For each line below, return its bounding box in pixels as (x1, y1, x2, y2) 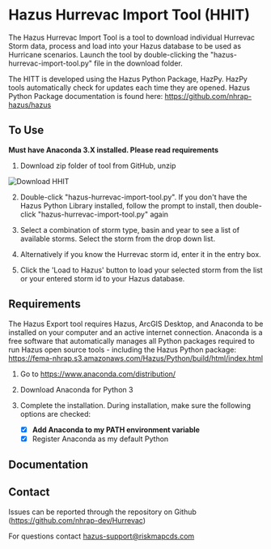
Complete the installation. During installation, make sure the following (19, 400, 252, 410)
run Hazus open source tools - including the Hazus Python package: (8, 345, 237, 354)
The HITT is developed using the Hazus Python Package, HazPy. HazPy (8, 74, 248, 84)
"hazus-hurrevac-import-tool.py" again (37, 209, 168, 219)
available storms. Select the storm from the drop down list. (19, 234, 216, 243)
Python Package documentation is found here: (8, 91, 163, 101)
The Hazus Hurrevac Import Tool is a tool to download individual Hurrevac (8, 32, 256, 42)
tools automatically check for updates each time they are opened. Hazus (8, 83, 251, 92)
